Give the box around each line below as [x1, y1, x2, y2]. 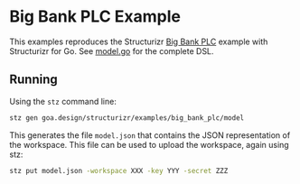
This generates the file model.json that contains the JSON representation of [9, 129, 291, 141]
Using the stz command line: [9, 96, 117, 106]
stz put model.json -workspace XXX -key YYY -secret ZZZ [9, 166, 229, 175]
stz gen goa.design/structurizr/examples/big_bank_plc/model [9, 113, 245, 123]
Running [9, 72, 59, 87]
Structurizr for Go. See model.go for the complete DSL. [9, 45, 214, 56]
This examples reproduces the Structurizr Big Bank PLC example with [9, 36, 268, 47]
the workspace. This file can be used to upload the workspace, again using [9, 139, 289, 150]
